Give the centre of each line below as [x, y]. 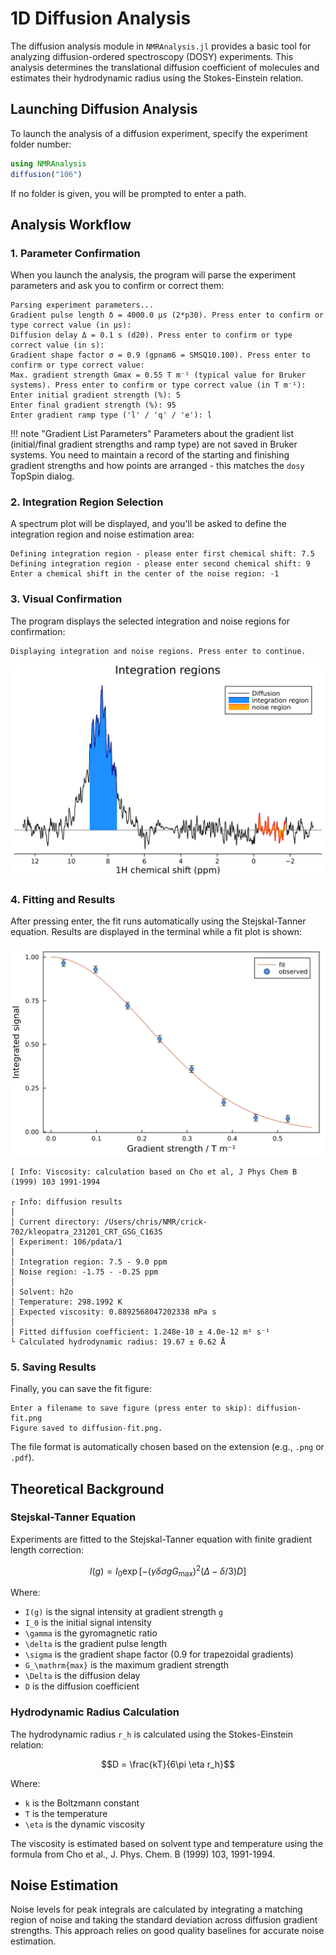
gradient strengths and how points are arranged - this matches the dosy [157, 466]
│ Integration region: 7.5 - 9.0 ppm [89, 1262]
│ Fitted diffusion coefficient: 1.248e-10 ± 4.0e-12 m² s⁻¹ [140, 1332]
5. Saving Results [53, 1367]
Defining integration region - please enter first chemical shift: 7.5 [162, 554]
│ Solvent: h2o [42, 1292]
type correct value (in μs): [71, 325]
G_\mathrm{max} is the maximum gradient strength [127, 1665]
